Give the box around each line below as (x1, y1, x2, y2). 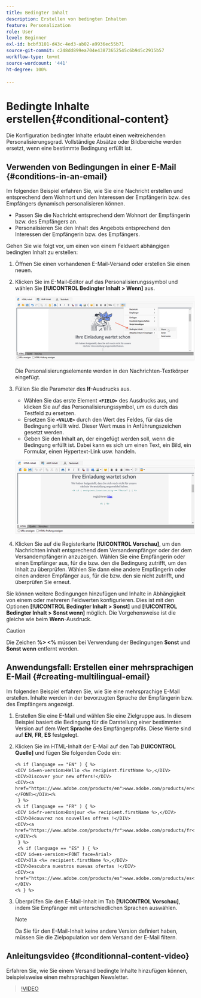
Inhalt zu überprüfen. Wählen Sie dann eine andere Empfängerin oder (14, 565, 187, 573)
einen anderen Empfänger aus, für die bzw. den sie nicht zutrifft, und (14, 572, 184, 579)
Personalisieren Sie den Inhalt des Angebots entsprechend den (14, 225, 170, 232)
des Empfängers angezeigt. (6, 700, 74, 707)
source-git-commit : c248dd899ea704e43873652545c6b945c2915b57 (6, 48, 165, 54)
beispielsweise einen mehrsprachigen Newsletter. (6, 973, 129, 981)
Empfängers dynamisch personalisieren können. (6, 200, 126, 207)
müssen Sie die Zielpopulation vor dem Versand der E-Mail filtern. (14, 933, 178, 940)
